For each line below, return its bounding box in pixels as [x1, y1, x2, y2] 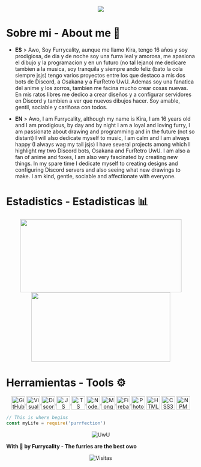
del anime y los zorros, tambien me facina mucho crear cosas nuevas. [14, 84, 188, 91]
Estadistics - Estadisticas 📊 [6, 195, 149, 208]
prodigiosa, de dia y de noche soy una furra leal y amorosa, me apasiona [14, 52, 195, 59]
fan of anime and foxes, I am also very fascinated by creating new [14, 153, 178, 160]
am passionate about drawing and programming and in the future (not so [14, 128, 195, 135]
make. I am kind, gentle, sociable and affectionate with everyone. [14, 172, 176, 179]
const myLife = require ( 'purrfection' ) [6, 420, 106, 426]
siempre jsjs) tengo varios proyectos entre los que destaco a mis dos [14, 71, 186, 79]
